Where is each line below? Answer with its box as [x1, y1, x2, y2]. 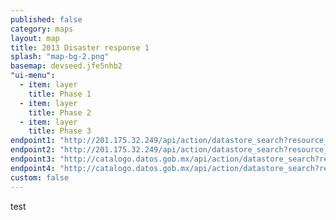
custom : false [10, 172, 70, 183]
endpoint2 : [10, 145, 56, 155]
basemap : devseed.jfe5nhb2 [10, 61, 123, 71]
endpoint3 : [10, 154, 56, 164]
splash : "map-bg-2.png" [10, 52, 110, 62]
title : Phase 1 [28, 89, 92, 99]
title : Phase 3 [28, 126, 92, 136]
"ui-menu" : [10, 71, 56, 81]
